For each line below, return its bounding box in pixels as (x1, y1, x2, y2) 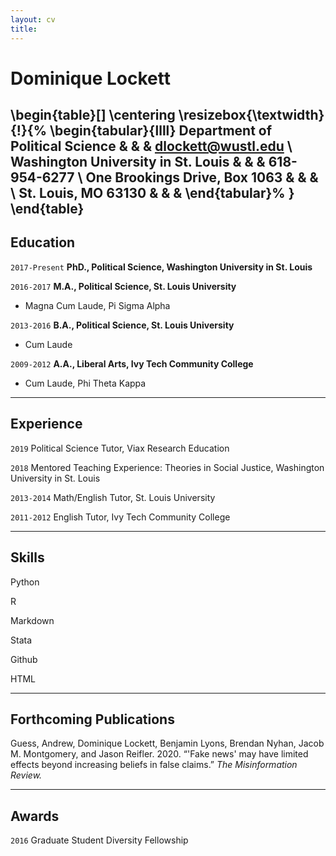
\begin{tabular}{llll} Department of (49, 122, 273, 140)
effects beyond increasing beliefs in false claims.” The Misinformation (10, 759, 298, 771)
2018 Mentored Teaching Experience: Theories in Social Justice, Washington (10, 461, 325, 473)
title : (10, 24, 38, 34)
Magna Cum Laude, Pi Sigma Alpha (24, 299, 171, 311)
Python (10, 576, 40, 588)
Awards (10, 807, 60, 825)
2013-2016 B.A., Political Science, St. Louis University (10, 319, 235, 331)
